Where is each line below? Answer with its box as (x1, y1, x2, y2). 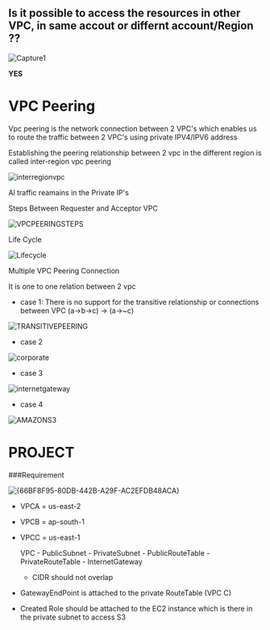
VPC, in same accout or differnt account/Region (8, 19, 254, 33)
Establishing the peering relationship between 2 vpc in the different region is (8, 148, 262, 157)
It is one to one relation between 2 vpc (8, 282, 136, 291)
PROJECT (8, 443, 75, 461)
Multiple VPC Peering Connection (8, 265, 120, 275)
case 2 (19, 336, 43, 346)
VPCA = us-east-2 (19, 501, 81, 511)
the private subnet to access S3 (19, 612, 127, 622)
